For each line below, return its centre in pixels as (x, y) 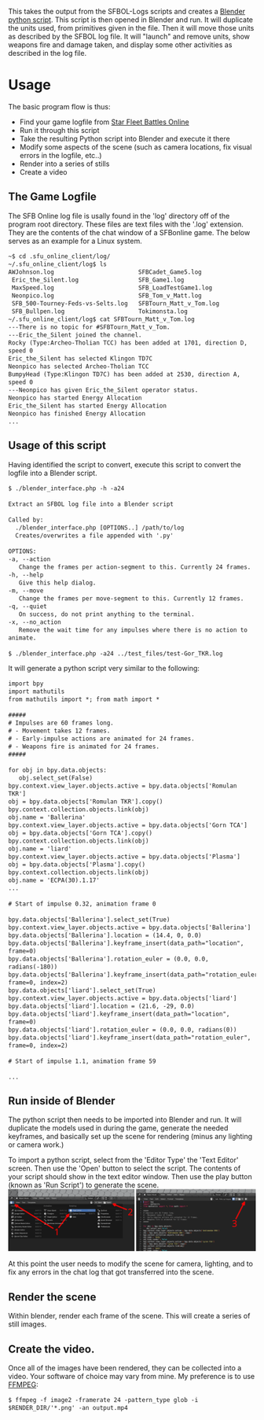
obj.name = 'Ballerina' (47, 817)
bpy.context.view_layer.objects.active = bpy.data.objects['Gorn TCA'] (128, 825)
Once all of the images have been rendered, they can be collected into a (125, 1368)
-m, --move (26, 590)
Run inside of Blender (62, 1101)
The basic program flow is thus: (60, 106)
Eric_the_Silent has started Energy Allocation (88, 406)
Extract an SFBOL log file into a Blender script (91, 504)
